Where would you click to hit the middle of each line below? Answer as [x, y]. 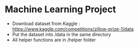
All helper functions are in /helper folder [54, 40]
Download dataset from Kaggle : [46, 23]
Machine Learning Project [61, 9]
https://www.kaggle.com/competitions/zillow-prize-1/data [73, 29]
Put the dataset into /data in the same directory [62, 34]
